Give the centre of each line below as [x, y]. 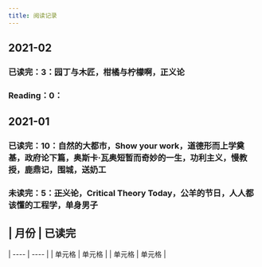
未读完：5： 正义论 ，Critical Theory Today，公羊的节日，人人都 [131, 194]
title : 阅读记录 [33, 16]
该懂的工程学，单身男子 [53, 206]
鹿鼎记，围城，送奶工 [65, 170]
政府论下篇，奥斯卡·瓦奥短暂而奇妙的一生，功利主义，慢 [132, 158]
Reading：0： [35, 95]
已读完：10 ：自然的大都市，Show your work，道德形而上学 [122, 146]
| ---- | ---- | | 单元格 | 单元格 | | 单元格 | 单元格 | [87, 254]
